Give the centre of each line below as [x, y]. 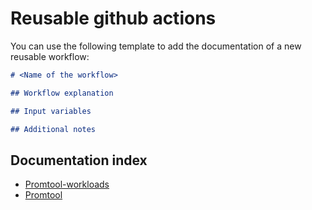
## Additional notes [53, 129]
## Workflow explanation [62, 93]
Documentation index [79, 160]
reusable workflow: [50, 56]
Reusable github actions [113, 18]
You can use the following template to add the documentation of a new [156, 46]
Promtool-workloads [67, 184]
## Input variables [51, 111]
